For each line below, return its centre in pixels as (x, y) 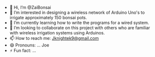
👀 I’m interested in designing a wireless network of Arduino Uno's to (77, 12)
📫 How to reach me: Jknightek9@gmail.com (54, 38)
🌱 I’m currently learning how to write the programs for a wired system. (79, 23)
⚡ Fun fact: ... (23, 51)
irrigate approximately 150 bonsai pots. (48, 17)
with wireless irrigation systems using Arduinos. (57, 33)
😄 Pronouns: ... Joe (29, 45)
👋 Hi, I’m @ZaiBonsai (30, 7)
